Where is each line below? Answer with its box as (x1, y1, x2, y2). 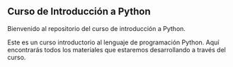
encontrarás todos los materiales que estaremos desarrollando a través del (7, 45, 227, 54)
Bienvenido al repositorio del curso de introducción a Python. (7, 24, 186, 32)
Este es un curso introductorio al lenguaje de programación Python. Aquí (7, 38, 220, 47)
